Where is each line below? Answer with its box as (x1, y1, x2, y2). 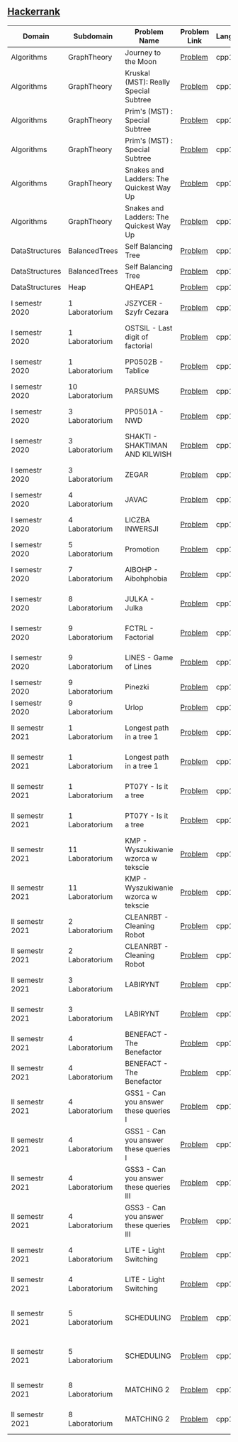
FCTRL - (125, 623, 154, 633)
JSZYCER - (125, 298, 164, 308)
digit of (125, 332, 149, 342)
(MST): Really (125, 77, 170, 87)
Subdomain (73, 31, 113, 41)
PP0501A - (125, 407, 164, 416)
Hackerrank (7, 6, 60, 18)
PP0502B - (125, 357, 164, 367)
